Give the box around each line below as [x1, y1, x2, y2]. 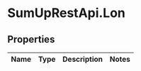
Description [62, 55, 103, 64]
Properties [7, 33, 55, 45]
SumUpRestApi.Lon [7, 5, 126, 21]
